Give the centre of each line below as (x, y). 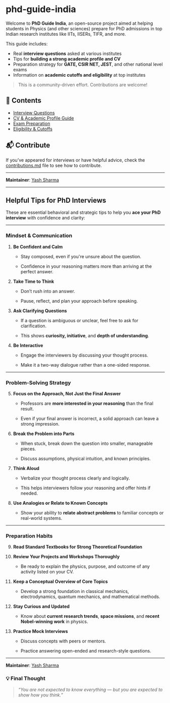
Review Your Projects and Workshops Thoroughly (66, 557)
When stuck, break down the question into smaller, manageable (87, 443)
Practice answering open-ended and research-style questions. (86, 651)
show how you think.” (41, 695)
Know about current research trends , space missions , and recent (90, 616)
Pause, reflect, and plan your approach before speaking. (79, 301)
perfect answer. (37, 271)
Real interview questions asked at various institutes (67, 53)
